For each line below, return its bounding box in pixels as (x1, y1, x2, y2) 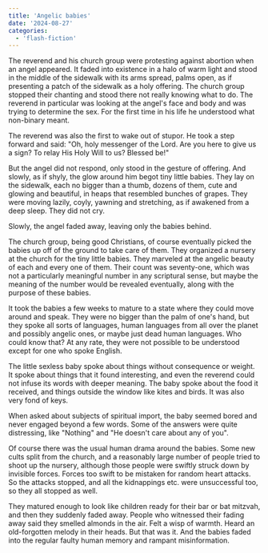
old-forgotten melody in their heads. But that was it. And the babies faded (8, 527, 251, 537)
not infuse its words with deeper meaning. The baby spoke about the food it (8, 379, 258, 388)
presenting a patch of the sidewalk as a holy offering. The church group (8, 82, 246, 91)
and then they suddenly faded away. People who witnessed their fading (8, 510, 245, 520)
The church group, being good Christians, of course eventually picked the (8, 237, 252, 246)
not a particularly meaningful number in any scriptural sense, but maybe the (8, 271, 258, 281)
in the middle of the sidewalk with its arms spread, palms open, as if (8, 73, 233, 82)
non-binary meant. (8, 115, 70, 125)
